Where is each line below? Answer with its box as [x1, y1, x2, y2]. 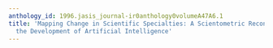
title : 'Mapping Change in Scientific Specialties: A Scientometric [8, 20, 245, 28]
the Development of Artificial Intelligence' [15, 27, 173, 35]
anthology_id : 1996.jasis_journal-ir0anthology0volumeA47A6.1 [8, 11, 223, 20]
